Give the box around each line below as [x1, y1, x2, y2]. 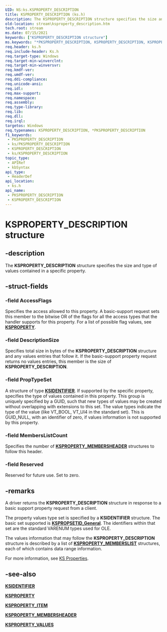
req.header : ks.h [5, 44, 41, 49]
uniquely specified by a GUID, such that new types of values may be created [5, 398, 162, 404]
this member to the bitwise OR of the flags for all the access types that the [5, 314, 158, 319]
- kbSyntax [7, 165, 30, 170]
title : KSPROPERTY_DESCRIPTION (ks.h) [5, 12, 85, 17]
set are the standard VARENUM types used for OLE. [5, 525, 111, 531]
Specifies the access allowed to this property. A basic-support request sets [5, 309, 160, 315]
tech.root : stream [5, 26, 43, 31]
